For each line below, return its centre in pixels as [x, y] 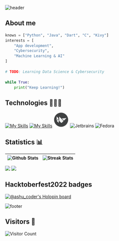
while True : [17, 82]
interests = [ [20, 40]
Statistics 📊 [24, 142]
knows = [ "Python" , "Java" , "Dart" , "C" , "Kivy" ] [57, 35]
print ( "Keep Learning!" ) [39, 87]
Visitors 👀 [20, 222]
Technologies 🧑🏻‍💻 [34, 103]
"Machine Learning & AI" [39, 56]
